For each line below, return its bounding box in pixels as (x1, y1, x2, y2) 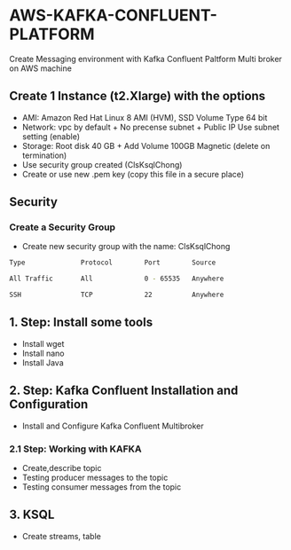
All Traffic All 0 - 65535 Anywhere (9, 274, 224, 284)
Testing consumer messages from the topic (21, 481, 182, 492)
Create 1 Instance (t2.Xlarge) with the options (9, 89, 266, 104)
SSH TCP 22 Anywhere (9, 290, 224, 300)
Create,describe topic (21, 462, 102, 473)
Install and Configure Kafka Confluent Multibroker (21, 420, 204, 431)
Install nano (21, 348, 65, 358)
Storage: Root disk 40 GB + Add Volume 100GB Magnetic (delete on (21, 140, 271, 151)
